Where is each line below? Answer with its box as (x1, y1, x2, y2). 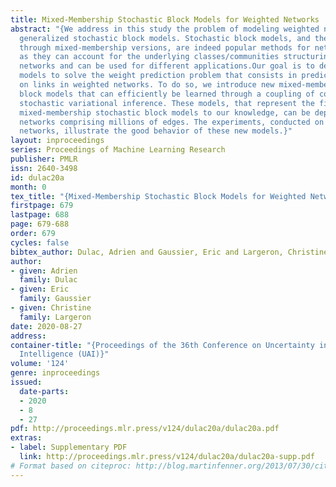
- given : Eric (10, 284, 70, 295)
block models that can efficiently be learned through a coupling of (19, 89, 315, 99)
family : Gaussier (19, 294, 92, 304)
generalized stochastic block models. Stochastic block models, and (19, 33, 311, 43)
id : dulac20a (10, 172, 65, 183)
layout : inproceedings (10, 136, 105, 146)
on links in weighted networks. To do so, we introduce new (19, 80, 275, 90)
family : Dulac (19, 275, 78, 285)
